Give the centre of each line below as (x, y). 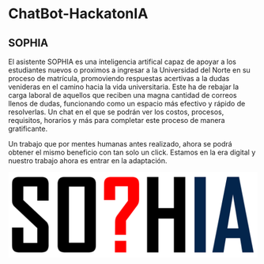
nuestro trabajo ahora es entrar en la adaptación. (88, 161)
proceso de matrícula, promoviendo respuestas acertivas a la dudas (119, 78)
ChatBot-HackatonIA (78, 14)
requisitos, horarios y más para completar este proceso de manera (117, 120)
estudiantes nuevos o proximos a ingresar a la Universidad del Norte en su (129, 70)
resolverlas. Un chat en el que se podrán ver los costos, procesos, (116, 112)
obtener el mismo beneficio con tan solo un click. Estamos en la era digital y (132, 152)
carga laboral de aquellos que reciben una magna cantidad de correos (123, 95)
